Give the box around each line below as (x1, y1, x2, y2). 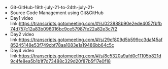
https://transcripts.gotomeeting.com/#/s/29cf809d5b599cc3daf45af (18, 37, 163, 43)
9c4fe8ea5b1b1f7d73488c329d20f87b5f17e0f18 (10, 58, 111, 64)
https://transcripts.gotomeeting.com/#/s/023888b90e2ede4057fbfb (18, 20, 162, 26)
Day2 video (10, 31, 35, 37)
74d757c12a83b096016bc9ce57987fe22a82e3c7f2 (10, 26, 118, 32)
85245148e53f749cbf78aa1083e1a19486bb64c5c (10, 42, 114, 48)
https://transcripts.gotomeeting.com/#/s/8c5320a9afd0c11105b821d (18, 53, 161, 59)
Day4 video (10, 48, 35, 53)
